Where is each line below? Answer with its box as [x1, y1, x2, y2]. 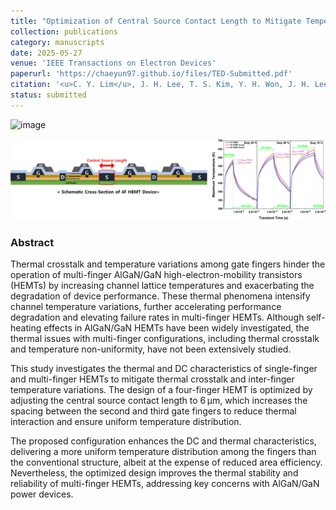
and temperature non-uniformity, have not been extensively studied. [10, 343, 292, 355]
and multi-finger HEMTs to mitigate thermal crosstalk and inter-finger [10, 373, 295, 385]
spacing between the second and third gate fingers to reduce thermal [10, 405, 297, 417]
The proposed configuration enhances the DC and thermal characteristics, [10, 435, 317, 447]
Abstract [10, 235, 55, 249]
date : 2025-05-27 [10, 48, 83, 58]
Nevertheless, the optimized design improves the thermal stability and [10, 466, 299, 479]
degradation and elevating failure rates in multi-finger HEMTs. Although [10, 311, 305, 323]
